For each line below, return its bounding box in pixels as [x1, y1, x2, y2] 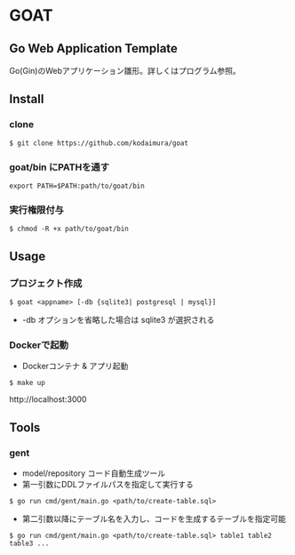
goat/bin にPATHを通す [9, 161, 109, 173]
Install [9, 92, 44, 107]
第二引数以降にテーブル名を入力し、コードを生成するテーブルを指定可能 [21, 513, 287, 524]
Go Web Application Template [9, 41, 178, 56]
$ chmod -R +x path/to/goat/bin [9, 224, 129, 234]
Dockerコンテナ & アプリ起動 [21, 361, 129, 372]
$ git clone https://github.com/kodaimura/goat [9, 139, 189, 148]
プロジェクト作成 [9, 277, 83, 289]
